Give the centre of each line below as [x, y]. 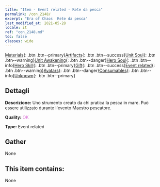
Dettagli [17, 91]
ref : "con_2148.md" [25, 32]
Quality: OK [17, 117]
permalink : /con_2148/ [28, 14]
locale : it [16, 28]
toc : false [16, 37]
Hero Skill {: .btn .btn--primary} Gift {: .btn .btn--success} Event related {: [85, 65]
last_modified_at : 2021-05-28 [36, 23]
